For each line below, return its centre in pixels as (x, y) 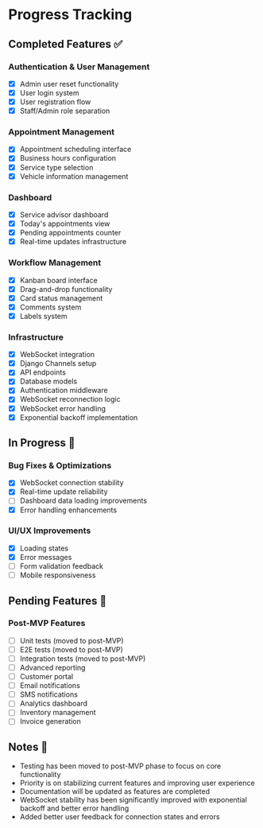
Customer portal (46, 677)
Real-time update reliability (64, 492)
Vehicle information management (74, 176)
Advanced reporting (52, 667)
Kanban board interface (58, 280)
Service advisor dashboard (64, 214)
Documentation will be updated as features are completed (115, 791)
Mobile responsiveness (58, 575)
